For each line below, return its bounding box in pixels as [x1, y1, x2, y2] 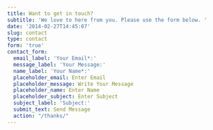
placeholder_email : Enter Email [13, 74, 106, 81]
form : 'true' [7, 42, 45, 49]
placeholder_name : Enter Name [13, 87, 100, 94]
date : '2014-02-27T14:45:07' [7, 23, 91, 30]
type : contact [7, 36, 48, 43]
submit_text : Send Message [13, 106, 91, 113]
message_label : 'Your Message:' [13, 61, 106, 68]
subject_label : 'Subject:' [13, 100, 91, 107]
